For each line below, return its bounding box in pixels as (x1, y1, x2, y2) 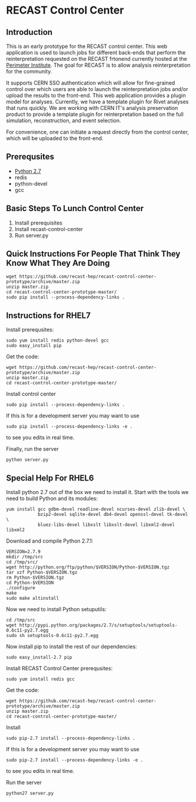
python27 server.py (6, 790, 54, 797)
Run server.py (14, 232, 49, 239)
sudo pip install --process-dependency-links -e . (6, 424, 133, 430)
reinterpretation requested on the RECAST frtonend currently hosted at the (6, 56, 187, 62)
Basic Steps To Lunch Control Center (6, 203, 144, 213)
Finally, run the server (6, 446, 59, 453)
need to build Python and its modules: (6, 495, 98, 502)
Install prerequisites (14, 219, 63, 226)
